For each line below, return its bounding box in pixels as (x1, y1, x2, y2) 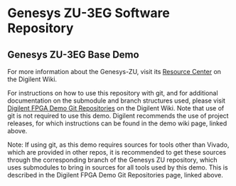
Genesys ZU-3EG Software (7, 5, 171, 21)
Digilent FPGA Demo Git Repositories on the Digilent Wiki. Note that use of (7, 104, 225, 112)
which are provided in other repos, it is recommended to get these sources (7, 148, 226, 156)
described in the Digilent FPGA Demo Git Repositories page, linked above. (7, 171, 224, 179)
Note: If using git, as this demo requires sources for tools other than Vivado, (7, 140, 230, 149)
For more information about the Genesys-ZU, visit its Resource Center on (7, 68, 222, 76)
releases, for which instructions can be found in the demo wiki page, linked (7, 119, 227, 128)
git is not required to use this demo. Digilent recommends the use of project (7, 112, 229, 120)
